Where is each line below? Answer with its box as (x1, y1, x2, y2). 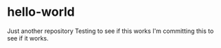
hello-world (7, 4, 75, 20)
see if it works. (7, 34, 49, 42)
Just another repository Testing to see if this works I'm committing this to (7, 27, 214, 35)
